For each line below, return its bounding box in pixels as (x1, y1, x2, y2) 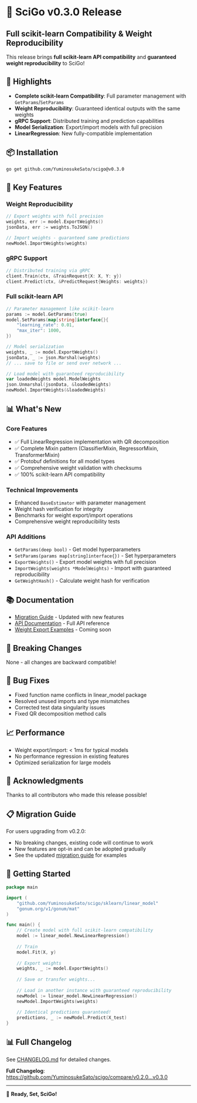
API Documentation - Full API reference (14, 620, 110, 627)
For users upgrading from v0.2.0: (6, 828, 86, 835)
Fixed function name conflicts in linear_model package (14, 691, 147, 698)
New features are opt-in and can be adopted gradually (14, 845, 147, 853)
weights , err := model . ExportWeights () (6, 219, 104, 225)
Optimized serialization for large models (14, 758, 111, 766)
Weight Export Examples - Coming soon (14, 626, 111, 633)
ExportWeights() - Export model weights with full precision (14, 559, 157, 566)
